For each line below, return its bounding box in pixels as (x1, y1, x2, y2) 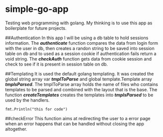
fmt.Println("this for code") (5, 107, 68, 112)
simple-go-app (5, 3, 69, 15)
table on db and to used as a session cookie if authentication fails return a (5, 51, 157, 57)
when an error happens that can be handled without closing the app (5, 121, 144, 127)
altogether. (5, 126, 27, 132)
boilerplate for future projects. (5, 25, 67, 31)
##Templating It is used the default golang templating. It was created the (5, 70, 154, 76)
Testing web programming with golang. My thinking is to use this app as (5, 20, 153, 26)
